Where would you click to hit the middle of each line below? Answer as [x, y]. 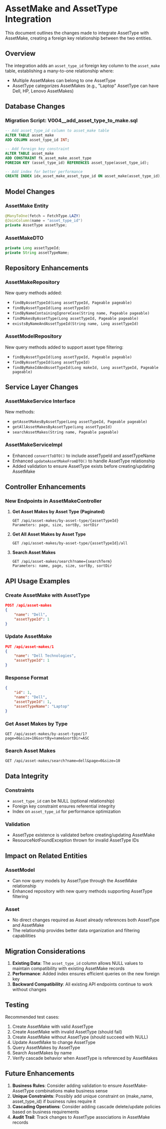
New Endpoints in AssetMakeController [54, 501]
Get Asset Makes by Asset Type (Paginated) [59, 512]
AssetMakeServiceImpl [34, 445]
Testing [17, 1005]
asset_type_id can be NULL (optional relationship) [63, 801]
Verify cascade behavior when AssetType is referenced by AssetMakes [85, 1058]
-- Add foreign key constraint [37, 149]
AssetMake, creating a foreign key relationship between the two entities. [79, 38]
